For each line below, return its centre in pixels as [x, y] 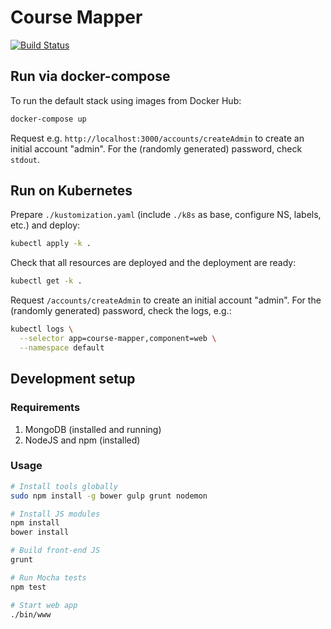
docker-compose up [48, 119]
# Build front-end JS [55, 551]
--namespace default [62, 347]
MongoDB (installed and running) [93, 429]
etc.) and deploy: [45, 225]
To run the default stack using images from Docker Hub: [126, 100]
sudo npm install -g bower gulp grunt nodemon [109, 496]
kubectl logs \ [42, 329]
